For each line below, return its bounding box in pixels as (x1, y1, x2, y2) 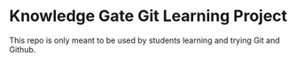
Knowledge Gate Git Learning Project (9, 6, 288, 26)
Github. (9, 44, 36, 54)
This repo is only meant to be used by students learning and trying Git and (9, 35, 281, 45)
